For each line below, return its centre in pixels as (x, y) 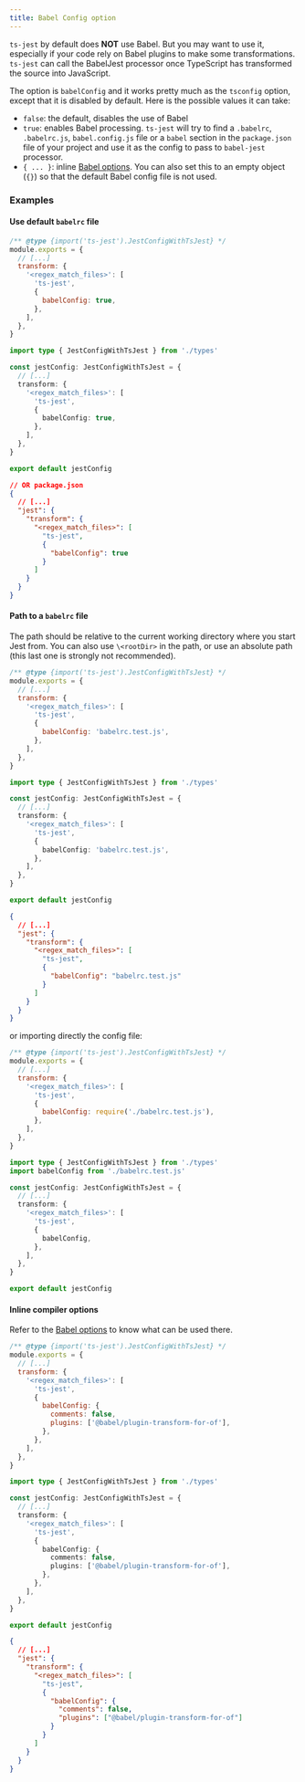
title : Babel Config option (63, 18)
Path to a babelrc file (49, 616)
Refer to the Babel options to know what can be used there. (121, 1330)
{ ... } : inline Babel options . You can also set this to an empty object (154, 166)
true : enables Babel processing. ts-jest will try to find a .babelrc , (147, 128)
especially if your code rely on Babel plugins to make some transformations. (152, 53)
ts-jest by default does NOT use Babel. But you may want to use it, (137, 44)
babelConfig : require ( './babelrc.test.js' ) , (128, 1112)
